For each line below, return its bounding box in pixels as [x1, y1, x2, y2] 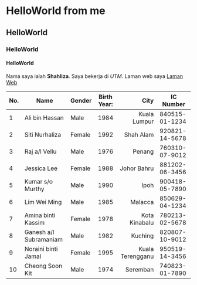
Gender [70, 96, 92, 104]
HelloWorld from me [6, 4, 106, 18]
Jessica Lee [24, 164, 57, 172]
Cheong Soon [24, 262, 63, 270]
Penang [133, 147, 154, 155]
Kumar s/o [24, 177, 53, 185]
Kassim [24, 218, 45, 226]
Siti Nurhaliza [24, 130, 62, 138]
